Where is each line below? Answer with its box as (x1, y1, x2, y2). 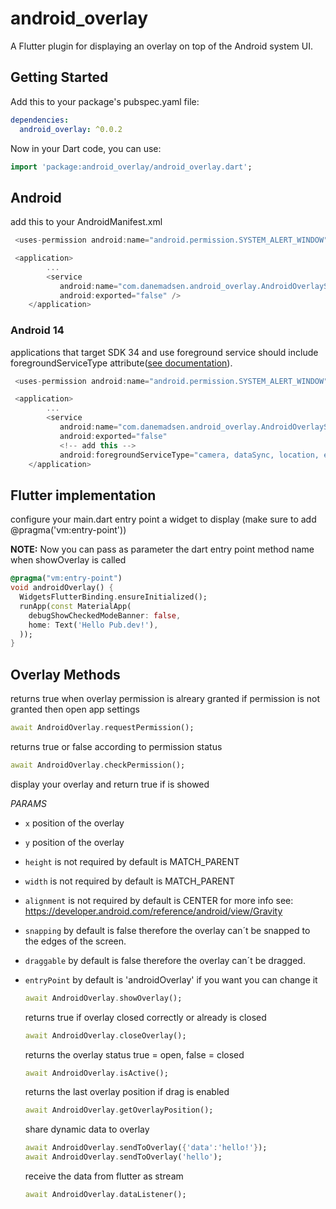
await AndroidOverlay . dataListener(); (24, 1190, 187, 1200)
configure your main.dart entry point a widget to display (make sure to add (10, 513, 317, 526)
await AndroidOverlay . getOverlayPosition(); (24, 1105, 214, 1116)
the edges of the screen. (24, 935, 127, 947)
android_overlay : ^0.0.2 (19, 124, 123, 134)
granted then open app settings (10, 703, 140, 716)
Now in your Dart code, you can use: (10, 142, 162, 154)
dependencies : (10, 115, 70, 125)
